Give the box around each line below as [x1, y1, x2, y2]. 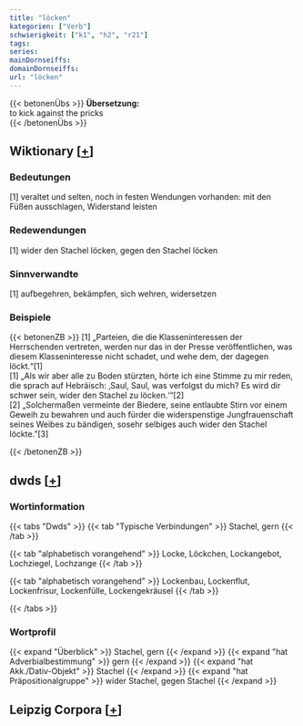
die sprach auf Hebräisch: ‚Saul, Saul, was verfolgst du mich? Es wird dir [9, 380, 281, 391]
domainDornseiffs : [9, 65, 79, 74]
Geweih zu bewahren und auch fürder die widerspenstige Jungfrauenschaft [9, 410, 294, 420]
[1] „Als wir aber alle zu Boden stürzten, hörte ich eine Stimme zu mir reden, [9, 370, 294, 381]
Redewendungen [9, 224, 86, 237]
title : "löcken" [9, 13, 71, 23]
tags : [9, 38, 30, 48]
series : [9, 47, 39, 57]
